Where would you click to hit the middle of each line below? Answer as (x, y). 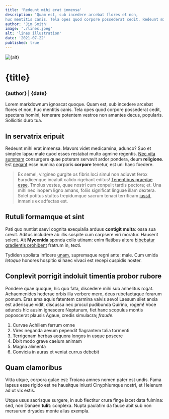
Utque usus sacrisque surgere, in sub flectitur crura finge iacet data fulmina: (84, 400)
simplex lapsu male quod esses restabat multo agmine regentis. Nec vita (80, 154)
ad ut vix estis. (20, 390)
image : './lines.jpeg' (29, 29)
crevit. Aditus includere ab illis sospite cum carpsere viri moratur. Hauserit (82, 234)
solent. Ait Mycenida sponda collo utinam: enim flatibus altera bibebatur (80, 240)
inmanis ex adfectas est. (43, 201)
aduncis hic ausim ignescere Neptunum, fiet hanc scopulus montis (74, 310)
